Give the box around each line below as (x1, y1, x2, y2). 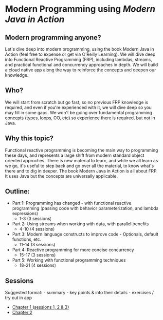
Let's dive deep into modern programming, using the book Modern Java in (5, 46, 154, 52)
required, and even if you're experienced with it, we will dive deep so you (5, 104, 152, 110)
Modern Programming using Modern (5, 3, 156, 15)
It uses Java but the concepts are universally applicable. (5, 173, 118, 179)
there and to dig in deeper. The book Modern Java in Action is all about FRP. (5, 168, 158, 174)
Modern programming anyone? (5, 33, 101, 42)
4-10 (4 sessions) (19, 226, 55, 232)
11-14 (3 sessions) (19, 242, 55, 248)
